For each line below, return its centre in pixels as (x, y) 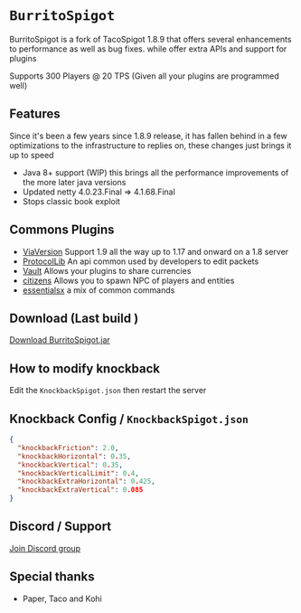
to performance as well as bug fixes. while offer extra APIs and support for (148, 49)
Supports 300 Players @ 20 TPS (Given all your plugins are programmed (145, 76)
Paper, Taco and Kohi (62, 599)
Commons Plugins (62, 230)
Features (35, 114)
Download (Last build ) (74, 318)
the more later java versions (74, 182)
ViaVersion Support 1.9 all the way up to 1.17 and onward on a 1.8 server (155, 251)
